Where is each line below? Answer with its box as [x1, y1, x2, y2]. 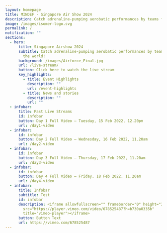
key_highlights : [18, 72, 52, 77]
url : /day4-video [18, 179, 55, 184]
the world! [23, 53, 46, 59]
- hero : [9, 40, 26, 45]
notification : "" [5, 30, 41, 35]
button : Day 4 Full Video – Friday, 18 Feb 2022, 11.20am [18, 174, 141, 179]
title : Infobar [18, 188, 50, 193]
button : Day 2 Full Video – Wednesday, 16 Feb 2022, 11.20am [18, 137, 148, 142]
